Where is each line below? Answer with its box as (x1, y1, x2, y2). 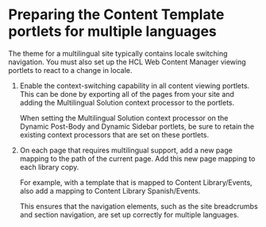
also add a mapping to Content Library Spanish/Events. (19, 186, 201, 195)
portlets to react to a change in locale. (8, 65, 133, 75)
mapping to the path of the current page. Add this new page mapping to (19, 153, 256, 164)
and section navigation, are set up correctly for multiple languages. (19, 210, 240, 219)
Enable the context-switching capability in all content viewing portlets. (19, 81, 250, 90)
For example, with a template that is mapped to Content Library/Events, (19, 177, 253, 187)
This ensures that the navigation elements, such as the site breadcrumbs (19, 201, 258, 211)
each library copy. (19, 162, 79, 171)
